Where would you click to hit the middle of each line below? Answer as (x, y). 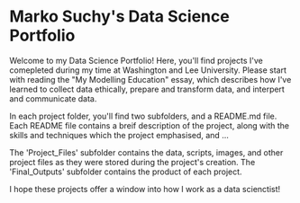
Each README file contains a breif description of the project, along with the (150, 125)
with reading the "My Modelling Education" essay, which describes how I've (150, 79)
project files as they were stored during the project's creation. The (132, 162)
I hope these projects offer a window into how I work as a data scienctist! (145, 189)
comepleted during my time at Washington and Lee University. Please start (148, 70)
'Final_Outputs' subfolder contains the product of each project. (126, 172)
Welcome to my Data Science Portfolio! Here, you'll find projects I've (136, 60)
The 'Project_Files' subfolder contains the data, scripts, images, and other (146, 152)
